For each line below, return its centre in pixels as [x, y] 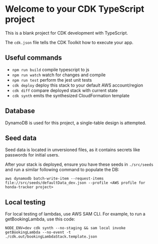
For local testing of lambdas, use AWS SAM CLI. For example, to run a [75, 214]
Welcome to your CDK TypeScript [75, 9]
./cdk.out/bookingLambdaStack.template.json [51, 237]
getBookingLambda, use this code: [40, 219]
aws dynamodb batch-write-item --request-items [55, 179]
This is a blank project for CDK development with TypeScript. [67, 33]
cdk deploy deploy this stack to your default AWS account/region [78, 85]
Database [20, 111]
